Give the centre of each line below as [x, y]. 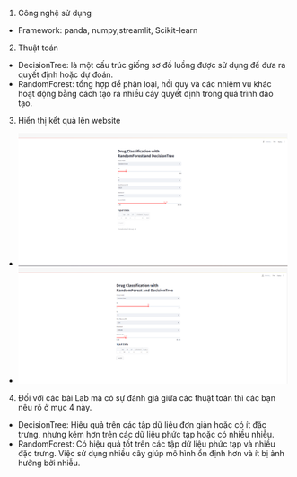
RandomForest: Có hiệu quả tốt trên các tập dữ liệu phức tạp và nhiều [146, 444]
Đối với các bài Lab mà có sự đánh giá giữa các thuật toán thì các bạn [147, 397]
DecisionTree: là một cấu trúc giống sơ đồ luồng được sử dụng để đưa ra [152, 65]
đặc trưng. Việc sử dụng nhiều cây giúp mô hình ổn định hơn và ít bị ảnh [151, 453]
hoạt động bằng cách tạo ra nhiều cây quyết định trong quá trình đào [145, 94]
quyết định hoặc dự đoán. [66, 74]
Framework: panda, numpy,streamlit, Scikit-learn [108, 30]
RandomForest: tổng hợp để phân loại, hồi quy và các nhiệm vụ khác [144, 84]
